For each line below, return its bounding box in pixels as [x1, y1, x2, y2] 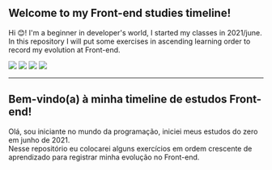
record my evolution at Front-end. [8, 44, 121, 55]
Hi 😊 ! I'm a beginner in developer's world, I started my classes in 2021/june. [8, 27, 263, 37]
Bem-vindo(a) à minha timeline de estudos [8, 93, 227, 106]
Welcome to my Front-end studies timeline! [8, 6, 232, 20]
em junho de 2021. [8, 135, 70, 144]
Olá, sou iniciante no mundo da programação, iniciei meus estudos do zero [8, 126, 258, 136]
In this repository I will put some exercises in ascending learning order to [8, 36, 251, 46]
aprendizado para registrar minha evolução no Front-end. [8, 152, 200, 162]
